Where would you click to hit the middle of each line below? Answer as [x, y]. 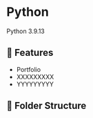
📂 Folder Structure [46, 106]
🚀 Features [30, 53]
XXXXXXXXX [35, 77]
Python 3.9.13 [26, 31]
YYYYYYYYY [35, 84]
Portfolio [29, 69]
